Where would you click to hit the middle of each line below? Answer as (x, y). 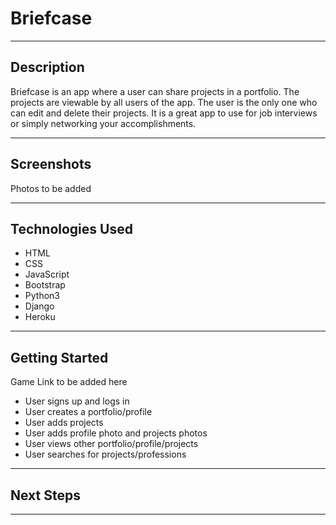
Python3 (42, 296)
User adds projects (64, 423)
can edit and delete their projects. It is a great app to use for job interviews (164, 113)
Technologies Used (71, 228)
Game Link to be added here (69, 382)
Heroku (40, 317)
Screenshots (51, 164)
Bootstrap (45, 285)
